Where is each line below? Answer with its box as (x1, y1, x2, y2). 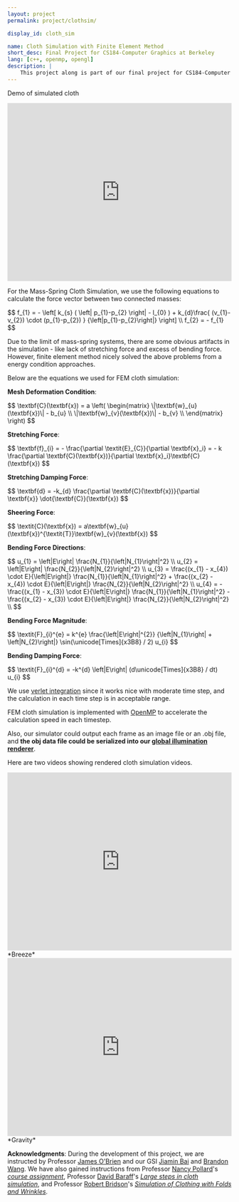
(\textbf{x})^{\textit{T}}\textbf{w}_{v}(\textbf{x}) (7, 529, 149, 538)
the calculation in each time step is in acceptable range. (7, 694, 171, 702)
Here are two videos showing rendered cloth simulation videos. (7, 758, 193, 766)
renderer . (7, 744, 36, 753)
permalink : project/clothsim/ (7, 17, 97, 24)
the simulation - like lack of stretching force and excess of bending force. (7, 345, 222, 353)
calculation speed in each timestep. (7, 715, 112, 723)
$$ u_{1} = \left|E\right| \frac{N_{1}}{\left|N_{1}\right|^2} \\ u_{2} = (7, 557, 198, 565)
